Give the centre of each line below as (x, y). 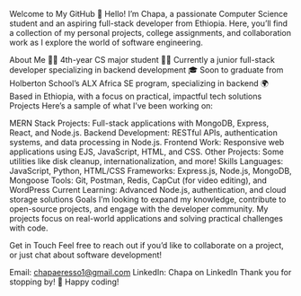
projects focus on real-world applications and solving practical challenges (146, 218)
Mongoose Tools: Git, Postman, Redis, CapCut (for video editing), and (138, 180)
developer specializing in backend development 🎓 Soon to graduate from (146, 70)
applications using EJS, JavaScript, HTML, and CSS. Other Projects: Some (147, 152)
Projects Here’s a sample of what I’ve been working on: (111, 106)
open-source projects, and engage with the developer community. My (139, 209)
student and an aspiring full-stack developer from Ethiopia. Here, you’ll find (149, 23)
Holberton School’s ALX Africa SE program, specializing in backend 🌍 (139, 83)
